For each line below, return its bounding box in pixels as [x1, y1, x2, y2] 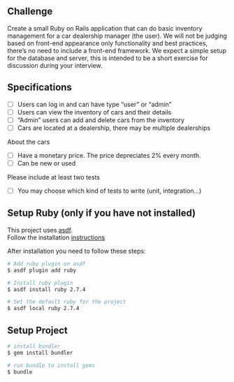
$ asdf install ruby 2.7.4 [7, 286, 86, 293]
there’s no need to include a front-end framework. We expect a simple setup [7, 46, 227, 54]
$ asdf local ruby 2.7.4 [7, 305, 80, 312]
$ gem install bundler [7, 349, 73, 356]
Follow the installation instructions [7, 233, 105, 242]
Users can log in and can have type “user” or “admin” [17, 100, 172, 108]
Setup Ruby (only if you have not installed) [7, 207, 196, 219]
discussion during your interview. [7, 61, 103, 69]
